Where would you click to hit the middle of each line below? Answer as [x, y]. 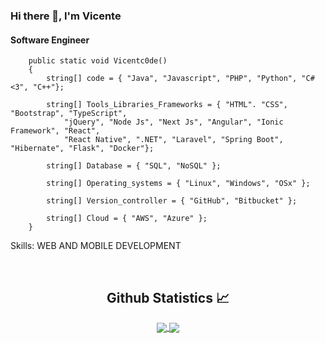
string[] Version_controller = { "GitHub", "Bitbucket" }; [172, 201]
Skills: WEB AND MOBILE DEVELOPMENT [96, 246]
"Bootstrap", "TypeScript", [69, 114]
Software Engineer [50, 40]
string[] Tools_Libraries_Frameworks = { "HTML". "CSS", [167, 105]
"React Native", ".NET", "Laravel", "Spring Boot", [173, 140]
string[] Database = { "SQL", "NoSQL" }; [134, 166]
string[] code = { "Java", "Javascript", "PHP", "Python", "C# [180, 79]
